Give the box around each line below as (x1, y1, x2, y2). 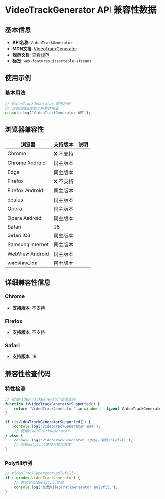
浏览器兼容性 (5, 125, 44, 133)
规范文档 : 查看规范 (12, 52, 50, 58)
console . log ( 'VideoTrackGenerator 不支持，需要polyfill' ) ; (14, 438, 133, 443)
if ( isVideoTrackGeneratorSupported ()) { (5, 419, 91, 424)
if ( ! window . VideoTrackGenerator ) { (5, 475, 80, 480)
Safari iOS (7, 232, 31, 239)
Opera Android (7, 215, 42, 222)
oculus (7, 196, 23, 203)
